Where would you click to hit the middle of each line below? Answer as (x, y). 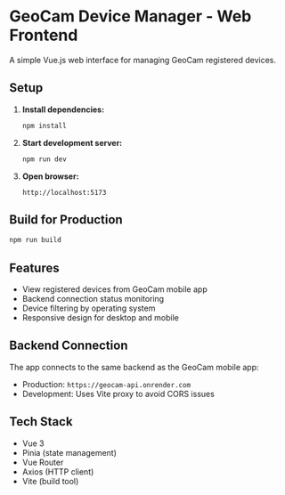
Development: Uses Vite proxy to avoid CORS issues (118, 394)
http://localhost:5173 (64, 192)
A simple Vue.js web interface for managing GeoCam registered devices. (142, 60)
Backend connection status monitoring (93, 299)
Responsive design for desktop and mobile (101, 317)
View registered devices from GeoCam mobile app (114, 289)
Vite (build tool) (50, 481)
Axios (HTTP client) (58, 471)
